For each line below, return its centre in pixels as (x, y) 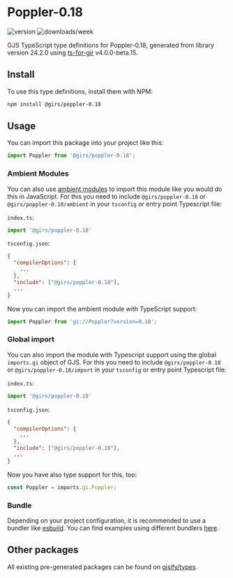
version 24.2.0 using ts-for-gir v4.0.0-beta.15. (73, 52)
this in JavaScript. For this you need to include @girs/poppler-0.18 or (106, 196)
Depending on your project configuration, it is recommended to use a (106, 520)
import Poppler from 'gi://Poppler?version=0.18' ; (82, 322)
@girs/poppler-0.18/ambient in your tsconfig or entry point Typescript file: (114, 204)
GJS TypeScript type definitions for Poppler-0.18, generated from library (111, 45)
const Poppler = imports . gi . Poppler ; (62, 487)
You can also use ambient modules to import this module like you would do (115, 189)
